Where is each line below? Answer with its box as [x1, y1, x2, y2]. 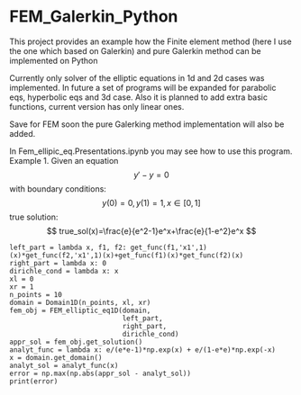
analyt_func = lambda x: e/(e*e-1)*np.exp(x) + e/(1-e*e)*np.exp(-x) [9, 345, 277, 355]
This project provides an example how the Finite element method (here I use [9, 36, 292, 47]
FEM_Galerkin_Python [9, 6, 178, 27]
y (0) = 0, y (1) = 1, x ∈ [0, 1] [102, 197, 201, 208]
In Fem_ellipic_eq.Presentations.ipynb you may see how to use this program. [9, 146, 293, 157]
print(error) [9, 376, 59, 386]
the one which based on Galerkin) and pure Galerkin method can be [9, 45, 261, 56]
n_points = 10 [9, 290, 63, 299]
